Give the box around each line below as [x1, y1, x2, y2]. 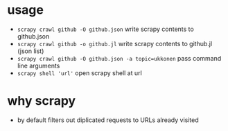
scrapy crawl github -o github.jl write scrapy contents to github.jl [17, 39, 213, 48]
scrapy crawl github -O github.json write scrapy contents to [17, 25, 194, 33]
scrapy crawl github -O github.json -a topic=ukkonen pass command [17, 54, 222, 62]
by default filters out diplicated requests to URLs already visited [17, 116, 199, 124]
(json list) [17, 47, 44, 55]
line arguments [17, 61, 60, 70]
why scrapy [7, 93, 76, 109]
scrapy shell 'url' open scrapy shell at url [17, 68, 142, 77]
